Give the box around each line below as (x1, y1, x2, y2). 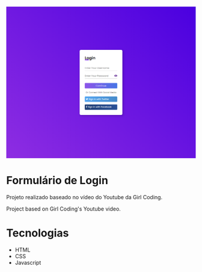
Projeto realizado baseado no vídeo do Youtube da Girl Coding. (6, 194, 163, 201)
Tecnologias (6, 226, 69, 240)
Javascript (14, 259, 41, 266)
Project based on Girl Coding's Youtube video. (6, 205, 121, 212)
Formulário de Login (6, 174, 108, 187)
